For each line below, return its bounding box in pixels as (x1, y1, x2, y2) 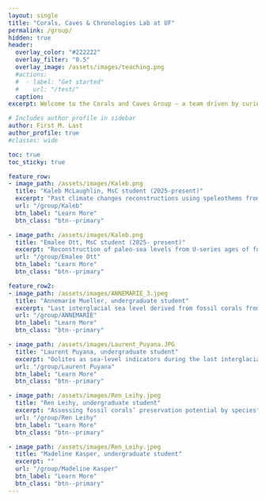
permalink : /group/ (8, 26, 73, 34)
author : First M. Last (8, 122, 83, 130)
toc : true (8, 151, 41, 158)
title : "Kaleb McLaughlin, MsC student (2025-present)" (15, 187, 203, 195)
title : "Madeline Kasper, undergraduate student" (15, 450, 182, 458)
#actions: (15, 71, 47, 78)
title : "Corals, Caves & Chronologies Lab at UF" (8, 19, 176, 27)
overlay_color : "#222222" (15, 48, 101, 56)
